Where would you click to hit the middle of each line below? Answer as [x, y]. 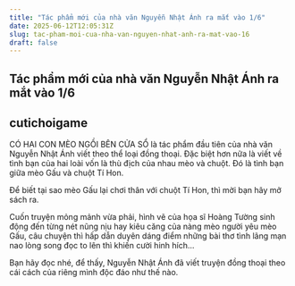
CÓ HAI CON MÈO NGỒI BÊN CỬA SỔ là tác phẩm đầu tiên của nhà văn [141, 145]
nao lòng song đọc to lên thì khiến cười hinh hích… [102, 246]
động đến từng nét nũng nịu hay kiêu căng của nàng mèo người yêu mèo [143, 227]
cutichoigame [48, 123]
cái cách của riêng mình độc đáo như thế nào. [94, 273]
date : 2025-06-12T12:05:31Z [62, 26]
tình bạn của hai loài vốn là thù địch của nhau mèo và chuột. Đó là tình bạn [147, 164]
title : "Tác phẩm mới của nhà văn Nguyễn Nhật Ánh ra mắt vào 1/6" [138, 17]
